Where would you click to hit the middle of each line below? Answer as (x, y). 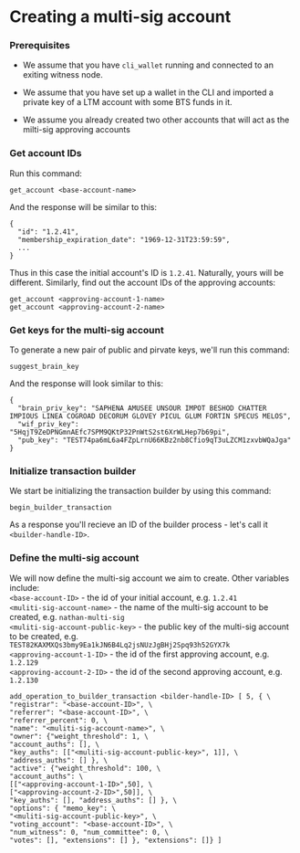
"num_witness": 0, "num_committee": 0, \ (89, 832)
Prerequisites (40, 46)
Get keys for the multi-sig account (87, 330)
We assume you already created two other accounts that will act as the (156, 120)
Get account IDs (46, 153)
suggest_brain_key (44, 367)
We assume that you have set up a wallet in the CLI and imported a (148, 92)
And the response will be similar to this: (83, 206)
